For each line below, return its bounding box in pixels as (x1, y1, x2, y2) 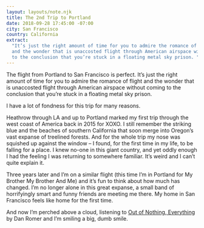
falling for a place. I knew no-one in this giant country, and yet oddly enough (6, 146, 197, 153)
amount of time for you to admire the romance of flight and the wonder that (6, 77, 194, 85)
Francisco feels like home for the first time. (6, 196, 114, 204)
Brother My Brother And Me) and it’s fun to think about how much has (6, 177, 180, 184)
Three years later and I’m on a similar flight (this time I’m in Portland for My (6, 171, 193, 178)
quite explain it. (6, 159, 44, 166)
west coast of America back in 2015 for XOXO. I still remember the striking (6, 120, 192, 128)
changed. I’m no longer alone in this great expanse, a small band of (6, 184, 174, 191)
